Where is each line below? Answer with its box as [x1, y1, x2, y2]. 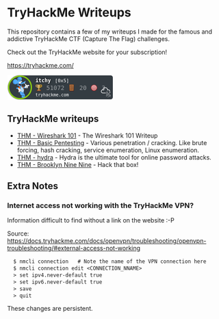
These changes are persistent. [7, 305, 94, 313]
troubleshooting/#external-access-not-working [7, 244, 141, 253]
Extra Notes [7, 180, 58, 192]
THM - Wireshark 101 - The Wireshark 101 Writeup [16, 131, 158, 140]
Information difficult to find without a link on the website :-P [7, 216, 175, 225]
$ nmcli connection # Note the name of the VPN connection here [13, 258, 207, 265]
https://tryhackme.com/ [7, 61, 74, 69]
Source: [7, 229, 29, 238]
